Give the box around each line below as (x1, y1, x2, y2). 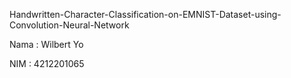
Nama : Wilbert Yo (9, 39, 84, 50)
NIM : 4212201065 (9, 58, 85, 69)
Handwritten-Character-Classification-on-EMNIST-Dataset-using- (9, 9, 282, 20)
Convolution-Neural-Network (9, 19, 130, 31)
